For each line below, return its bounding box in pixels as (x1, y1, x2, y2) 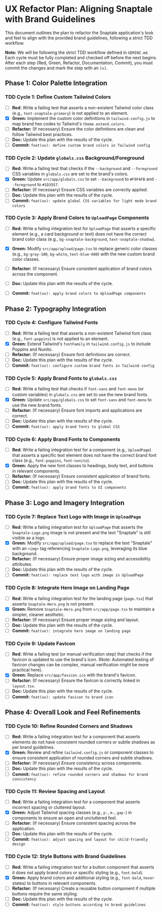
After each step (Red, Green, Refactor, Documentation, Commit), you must (5, 60, 153, 66)
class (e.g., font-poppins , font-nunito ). (12, 457, 90, 463)
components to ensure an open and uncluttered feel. (12, 815, 117, 821)
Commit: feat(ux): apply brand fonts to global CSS (12, 423, 120, 429)
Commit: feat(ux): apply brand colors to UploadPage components (12, 290, 146, 296)
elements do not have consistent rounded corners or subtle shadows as (12, 739, 156, 745)
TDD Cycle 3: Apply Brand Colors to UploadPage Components (5, 215, 149, 221)
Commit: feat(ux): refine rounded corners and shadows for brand (12, 771, 148, 777)
